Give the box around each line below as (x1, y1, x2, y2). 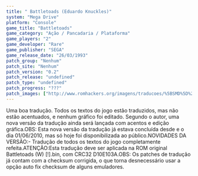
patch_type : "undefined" (6, 80, 67, 86)
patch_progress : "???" (6, 85, 62, 91)
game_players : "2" (6, 36, 51, 42)
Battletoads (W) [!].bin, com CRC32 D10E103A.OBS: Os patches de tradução (6, 151, 191, 158)
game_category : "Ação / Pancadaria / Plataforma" (6, 31, 131, 36)
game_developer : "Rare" (6, 42, 65, 48)
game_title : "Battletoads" (6, 25, 72, 31)
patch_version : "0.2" (6, 69, 60, 75)
